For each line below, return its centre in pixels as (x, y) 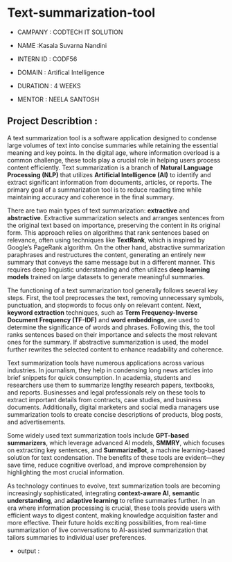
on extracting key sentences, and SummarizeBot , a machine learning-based (116, 450)
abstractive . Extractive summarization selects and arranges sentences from (116, 217)
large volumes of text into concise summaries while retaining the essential (113, 145)
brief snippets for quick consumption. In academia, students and (99, 377)
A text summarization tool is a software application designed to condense (112, 138)
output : (28, 551)
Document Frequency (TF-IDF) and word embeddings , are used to (104, 320)
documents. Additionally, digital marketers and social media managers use (113, 407)
